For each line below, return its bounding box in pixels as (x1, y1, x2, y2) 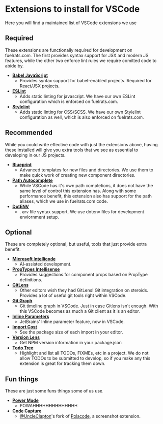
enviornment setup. (19, 214, 59, 220)
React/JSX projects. (19, 83, 60, 89)
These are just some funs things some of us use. (5, 388, 104, 394)
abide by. (5, 63, 24, 68)
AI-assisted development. (19, 261, 72, 267)
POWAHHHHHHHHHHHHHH (19, 403, 78, 409)
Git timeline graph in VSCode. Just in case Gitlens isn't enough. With (19, 303, 159, 309)
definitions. (19, 277, 43, 283)
